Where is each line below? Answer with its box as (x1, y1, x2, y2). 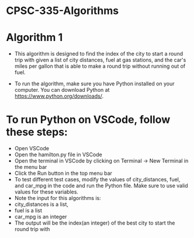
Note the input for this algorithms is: (14, 195, 101, 202)
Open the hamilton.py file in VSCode (14, 151, 102, 158)
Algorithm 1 (6, 31, 63, 44)
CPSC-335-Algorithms (6, 4, 119, 18)
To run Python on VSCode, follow (6, 113, 171, 126)
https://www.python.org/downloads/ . (14, 92, 104, 100)
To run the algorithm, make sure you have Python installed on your (14, 80, 175, 87)
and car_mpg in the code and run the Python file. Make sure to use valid (14, 182, 188, 189)
